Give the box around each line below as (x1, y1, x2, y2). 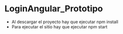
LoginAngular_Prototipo (4, 3, 103, 14)
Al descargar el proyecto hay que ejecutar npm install (11, 19, 119, 25)
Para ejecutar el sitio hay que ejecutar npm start (11, 24, 108, 29)
